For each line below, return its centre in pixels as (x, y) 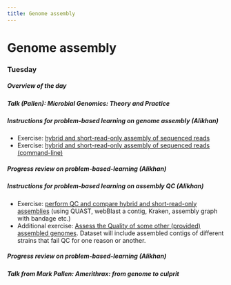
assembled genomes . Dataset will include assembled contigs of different (120, 233)
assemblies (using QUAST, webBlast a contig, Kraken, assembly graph (117, 211)
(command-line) (40, 153)
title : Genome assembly (41, 13)
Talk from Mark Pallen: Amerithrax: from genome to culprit (93, 273)
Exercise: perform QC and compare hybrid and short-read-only (107, 203)
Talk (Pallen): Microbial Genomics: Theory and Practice (89, 103)
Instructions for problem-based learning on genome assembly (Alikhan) (113, 121)
